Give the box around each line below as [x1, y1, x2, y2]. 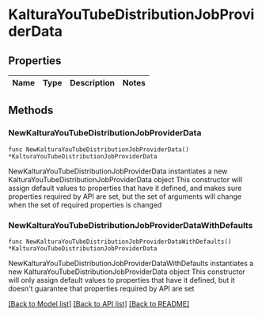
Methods [8, 104, 54, 117]
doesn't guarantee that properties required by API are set [8, 284, 195, 293]
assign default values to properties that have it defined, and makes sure [8, 183, 242, 192]
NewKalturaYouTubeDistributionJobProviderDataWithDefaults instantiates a [8, 258, 254, 268]
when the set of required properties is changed [8, 200, 162, 209]
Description [70, 78, 115, 88]
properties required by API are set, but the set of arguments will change [8, 192, 242, 201]
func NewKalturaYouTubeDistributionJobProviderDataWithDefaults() [8, 238, 232, 246]
